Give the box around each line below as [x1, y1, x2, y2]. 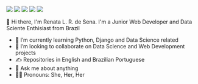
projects [15, 49, 37, 56]
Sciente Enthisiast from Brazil [6, 25, 80, 31]
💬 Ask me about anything [15, 65, 79, 72]
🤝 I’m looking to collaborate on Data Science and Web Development [15, 43, 185, 50]
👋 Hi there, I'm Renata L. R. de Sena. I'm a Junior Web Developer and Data [6, 18, 193, 25]
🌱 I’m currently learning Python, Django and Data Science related [15, 36, 179, 44]
